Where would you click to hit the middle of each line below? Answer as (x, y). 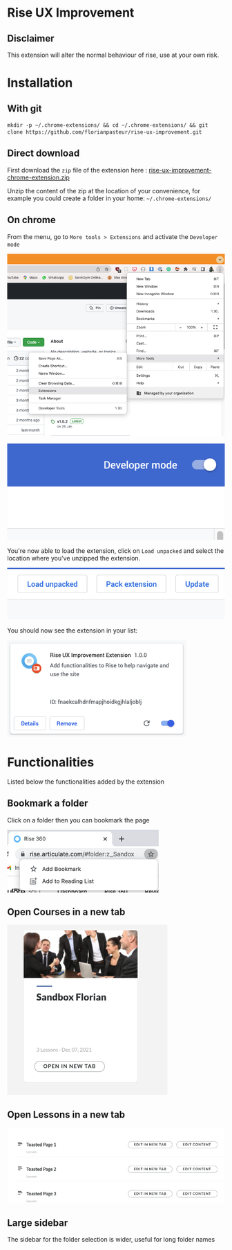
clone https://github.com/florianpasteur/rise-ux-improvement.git (105, 132)
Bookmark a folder (48, 803)
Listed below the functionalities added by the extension (86, 782)
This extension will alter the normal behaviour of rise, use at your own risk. (113, 55)
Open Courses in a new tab (66, 912)
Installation (40, 83)
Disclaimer (31, 38)
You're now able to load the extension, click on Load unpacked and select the (116, 551)
